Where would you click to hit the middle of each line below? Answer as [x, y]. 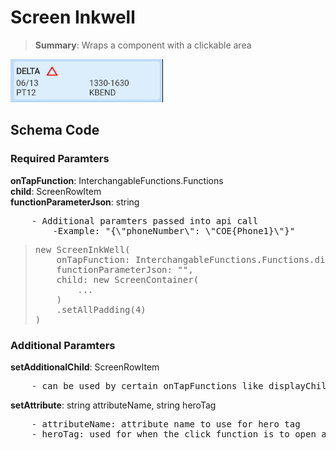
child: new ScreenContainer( [128, 279]
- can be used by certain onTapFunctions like [147, 385]
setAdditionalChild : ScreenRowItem [85, 367]
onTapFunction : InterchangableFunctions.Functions [117, 180]
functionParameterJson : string [75, 202]
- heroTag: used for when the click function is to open [174, 434]
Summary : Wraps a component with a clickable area [143, 45]
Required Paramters [60, 159]
